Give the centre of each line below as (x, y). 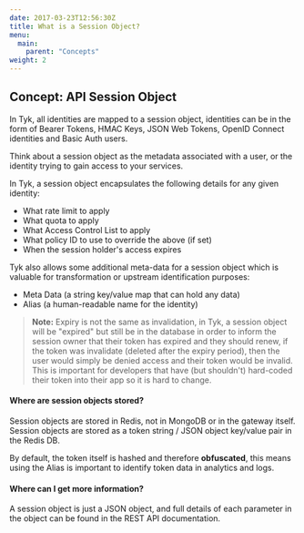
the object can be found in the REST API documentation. (115, 518)
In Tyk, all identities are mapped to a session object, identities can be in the (150, 118)
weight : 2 (28, 60)
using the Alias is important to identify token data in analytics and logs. (142, 468)
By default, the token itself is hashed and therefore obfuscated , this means (150, 458)
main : (28, 43)
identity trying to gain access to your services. (96, 166)
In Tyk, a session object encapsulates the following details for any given (144, 183)
